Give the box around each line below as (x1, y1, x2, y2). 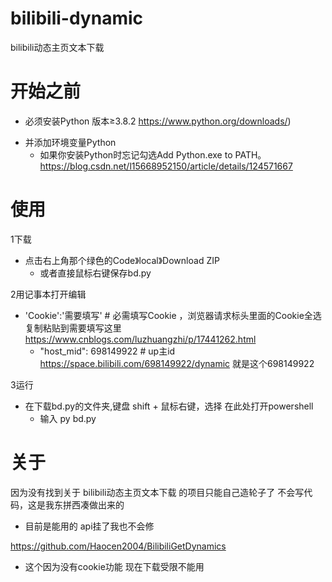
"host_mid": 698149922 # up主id (39, 345, 176, 357)
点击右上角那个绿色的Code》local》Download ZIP (24, 254, 220, 266)
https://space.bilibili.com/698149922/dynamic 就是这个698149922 (39, 357, 315, 369)
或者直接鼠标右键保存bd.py (39, 267, 152, 279)
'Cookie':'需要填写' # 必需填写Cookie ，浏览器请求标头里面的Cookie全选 (24, 309, 322, 321)
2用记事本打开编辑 (10, 288, 87, 300)
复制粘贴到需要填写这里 (24, 322, 122, 334)
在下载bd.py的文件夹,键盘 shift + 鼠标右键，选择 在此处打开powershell (24, 400, 314, 412)
